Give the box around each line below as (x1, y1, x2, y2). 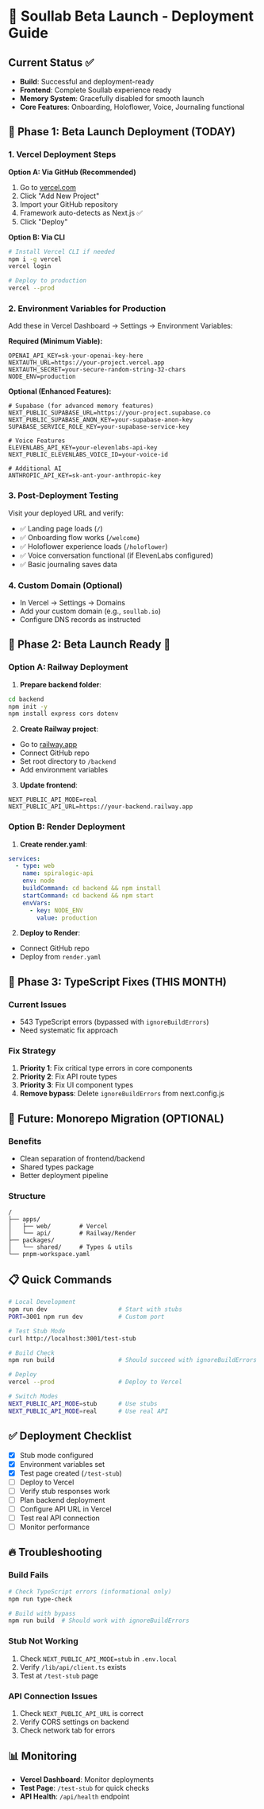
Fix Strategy (8, 1045, 56, 1056)
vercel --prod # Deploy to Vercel (8, 1378, 182, 1387)
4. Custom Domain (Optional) (8, 580, 123, 591)
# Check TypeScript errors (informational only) (8, 1587, 172, 1596)
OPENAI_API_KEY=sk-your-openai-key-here (8, 352, 144, 360)
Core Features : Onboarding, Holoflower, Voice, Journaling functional (19, 103, 245, 111)
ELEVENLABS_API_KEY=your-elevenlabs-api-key (8, 444, 158, 452)
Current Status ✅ (8, 56, 94, 69)
